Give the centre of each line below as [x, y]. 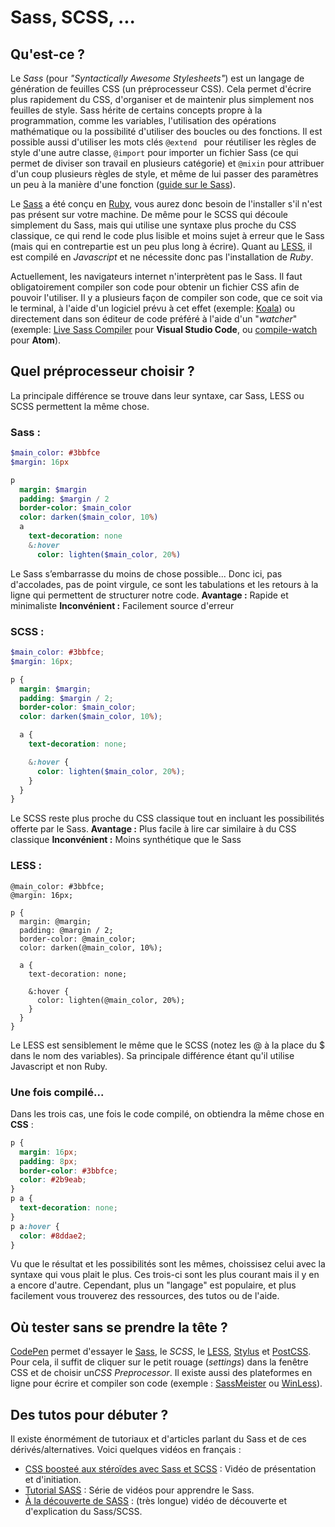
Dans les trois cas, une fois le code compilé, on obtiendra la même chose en [167, 1113]
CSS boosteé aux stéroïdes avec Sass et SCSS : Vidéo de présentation [170, 1469]
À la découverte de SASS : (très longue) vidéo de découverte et [156, 1500]
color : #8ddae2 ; [53, 1236]
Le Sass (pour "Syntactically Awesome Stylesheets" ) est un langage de [157, 78]
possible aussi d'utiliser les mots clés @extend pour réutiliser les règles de [163, 142]
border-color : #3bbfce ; [68, 1171]
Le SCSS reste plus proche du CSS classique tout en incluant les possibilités [167, 818]
